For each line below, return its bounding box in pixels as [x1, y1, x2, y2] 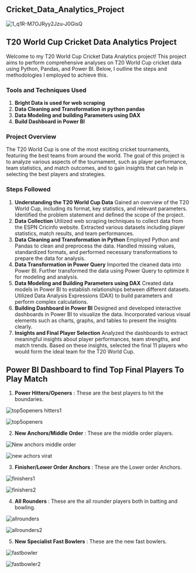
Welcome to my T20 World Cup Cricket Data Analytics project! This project [6, 53, 187, 60]
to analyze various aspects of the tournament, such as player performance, [6, 158, 188, 166]
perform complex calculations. [14, 298, 88, 305]
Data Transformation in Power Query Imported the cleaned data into [14, 260, 181, 268]
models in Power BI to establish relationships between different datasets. [14, 286, 190, 293]
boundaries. [14, 396, 44, 403]
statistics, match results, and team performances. [14, 229, 135, 236]
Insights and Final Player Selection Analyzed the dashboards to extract [14, 329, 188, 336]
